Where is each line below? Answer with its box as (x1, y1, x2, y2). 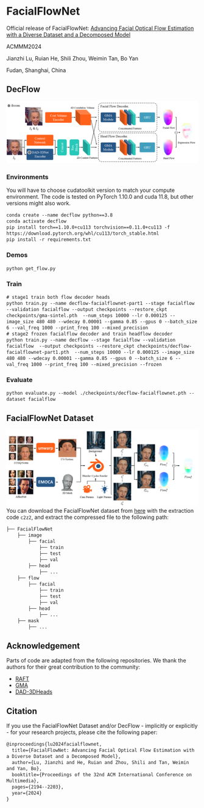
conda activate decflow (6, 218, 67, 224)
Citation (6, 706, 38, 716)
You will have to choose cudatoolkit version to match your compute (6, 186, 175, 194)
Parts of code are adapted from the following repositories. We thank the (6, 657, 187, 664)
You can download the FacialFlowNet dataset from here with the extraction (6, 507, 194, 515)
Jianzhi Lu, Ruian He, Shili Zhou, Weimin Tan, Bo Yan (6, 54, 139, 62)
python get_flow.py (6, 265, 56, 271)
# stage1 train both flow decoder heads (6, 295, 111, 301)
